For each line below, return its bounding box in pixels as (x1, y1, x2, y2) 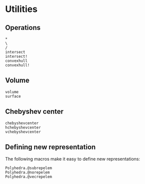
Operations (5, 23, 41, 32)
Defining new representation (5, 143, 96, 152)
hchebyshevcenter (5, 125, 41, 130)
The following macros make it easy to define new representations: (5, 156, 141, 162)
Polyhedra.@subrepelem (5, 166, 52, 171)
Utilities (5, 3, 38, 15)
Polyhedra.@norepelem (5, 170, 50, 175)
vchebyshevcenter (5, 129, 41, 134)
